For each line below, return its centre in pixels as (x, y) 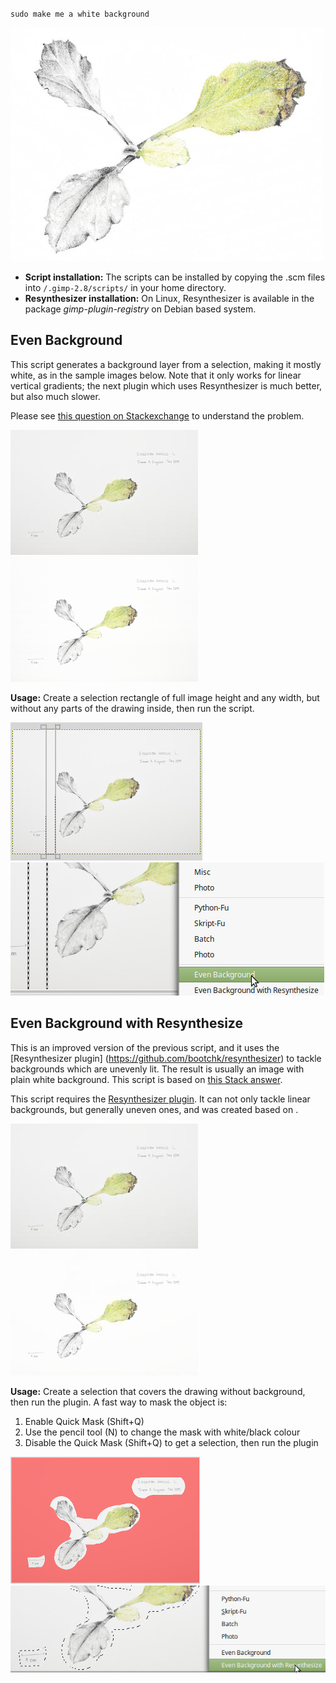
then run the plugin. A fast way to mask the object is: (119, 1402)
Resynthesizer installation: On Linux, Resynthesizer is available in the (169, 298)
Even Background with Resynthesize (126, 1023)
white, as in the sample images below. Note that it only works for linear (156, 375)
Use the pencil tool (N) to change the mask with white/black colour (162, 1432)
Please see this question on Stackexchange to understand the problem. (157, 415)
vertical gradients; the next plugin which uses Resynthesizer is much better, (166, 385)
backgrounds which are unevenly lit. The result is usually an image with (157, 1069)
